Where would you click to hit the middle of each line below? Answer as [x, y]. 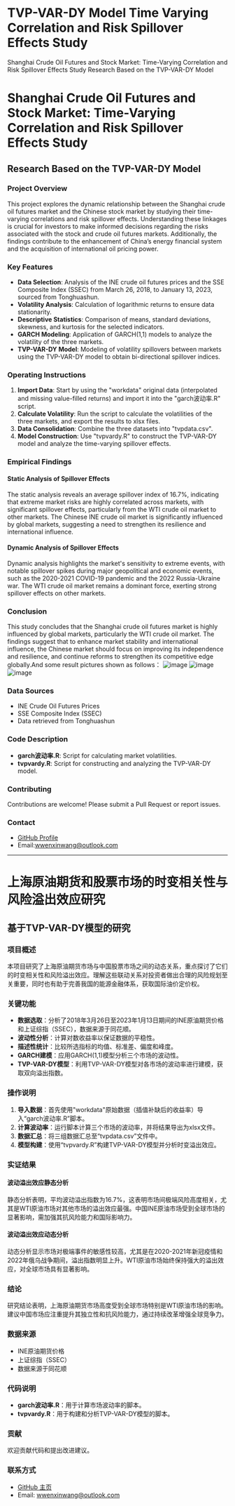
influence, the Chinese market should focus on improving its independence [115, 649]
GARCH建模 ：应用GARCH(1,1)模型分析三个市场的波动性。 [100, 1055]
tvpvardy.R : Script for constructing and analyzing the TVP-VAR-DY [114, 763]
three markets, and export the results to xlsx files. [89, 421]
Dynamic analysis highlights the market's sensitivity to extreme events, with [116, 563]
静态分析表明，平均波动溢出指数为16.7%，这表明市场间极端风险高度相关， [114, 1199]
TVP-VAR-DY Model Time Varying [108, 13]
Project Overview [37, 189]
